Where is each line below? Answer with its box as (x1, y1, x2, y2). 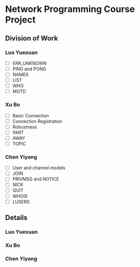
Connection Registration (12, 118, 62, 124)
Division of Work (5, 34, 58, 42)
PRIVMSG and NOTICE (12, 176, 59, 182)
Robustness (12, 124, 37, 130)
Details (5, 214, 27, 222)
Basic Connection (12, 112, 49, 118)
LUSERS (12, 199, 30, 205)
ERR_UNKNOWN (12, 60, 47, 66)
